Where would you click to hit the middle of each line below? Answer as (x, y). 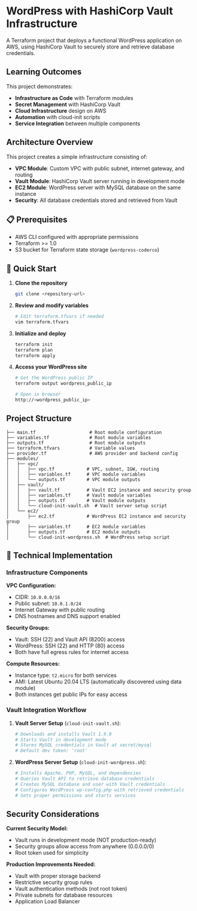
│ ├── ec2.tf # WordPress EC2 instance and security (96, 516)
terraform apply (35, 355)
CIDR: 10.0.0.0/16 (37, 597)
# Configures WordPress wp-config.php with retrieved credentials (99, 790)
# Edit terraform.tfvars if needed (59, 317)
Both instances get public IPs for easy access (71, 694)
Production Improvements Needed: (51, 864)
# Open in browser (38, 394)
